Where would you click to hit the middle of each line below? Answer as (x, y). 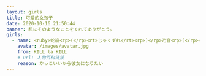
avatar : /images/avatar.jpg (53, 47)
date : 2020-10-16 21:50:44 (41, 23)
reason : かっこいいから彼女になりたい (60, 63)
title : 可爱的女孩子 (30, 18)
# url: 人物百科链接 (41, 58)
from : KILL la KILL (42, 52)
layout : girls (25, 12)
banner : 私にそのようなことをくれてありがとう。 (60, 29)
